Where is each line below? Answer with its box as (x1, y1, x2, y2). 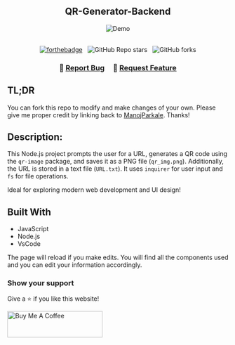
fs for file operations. (7, 172, 69, 181)
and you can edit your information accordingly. (7, 261, 142, 269)
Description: (7, 131, 63, 143)
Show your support (7, 278, 74, 288)
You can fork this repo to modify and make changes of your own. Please (7, 103, 216, 112)
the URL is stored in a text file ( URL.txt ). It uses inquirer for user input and (7, 164, 223, 173)
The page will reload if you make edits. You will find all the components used (7, 253, 229, 262)
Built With (7, 206, 51, 218)
